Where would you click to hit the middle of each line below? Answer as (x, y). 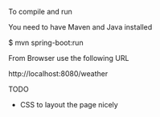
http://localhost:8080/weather (58, 74)
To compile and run (40, 12)
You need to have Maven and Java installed (80, 27)
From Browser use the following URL (69, 58)
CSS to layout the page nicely (69, 105)
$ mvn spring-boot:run (46, 42)
